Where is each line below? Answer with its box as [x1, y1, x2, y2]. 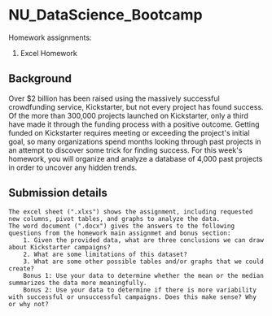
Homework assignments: [8, 32, 92, 42]
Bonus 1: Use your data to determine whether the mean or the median [23, 271, 265, 279]
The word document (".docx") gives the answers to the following [8, 222, 235, 230]
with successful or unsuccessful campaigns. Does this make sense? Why [8, 292, 257, 301]
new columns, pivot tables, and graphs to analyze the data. [8, 214, 221, 223]
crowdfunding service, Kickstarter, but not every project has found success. [8, 102, 264, 111]
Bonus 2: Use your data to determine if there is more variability [23, 286, 257, 294]
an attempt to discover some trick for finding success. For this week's [8, 145, 243, 155]
